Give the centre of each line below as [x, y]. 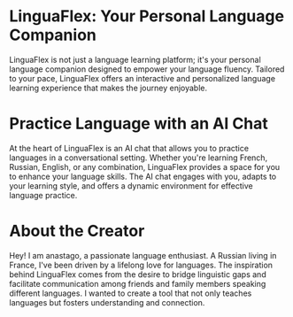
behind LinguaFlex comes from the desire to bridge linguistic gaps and [138, 274]
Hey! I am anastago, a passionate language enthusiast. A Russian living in [143, 255]
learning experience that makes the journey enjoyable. [108, 88]
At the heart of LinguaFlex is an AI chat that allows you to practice [129, 148]
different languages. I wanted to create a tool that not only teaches [131, 293]
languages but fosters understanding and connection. [107, 302]
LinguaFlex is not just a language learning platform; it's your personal [135, 59]
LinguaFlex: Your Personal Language [147, 16]
